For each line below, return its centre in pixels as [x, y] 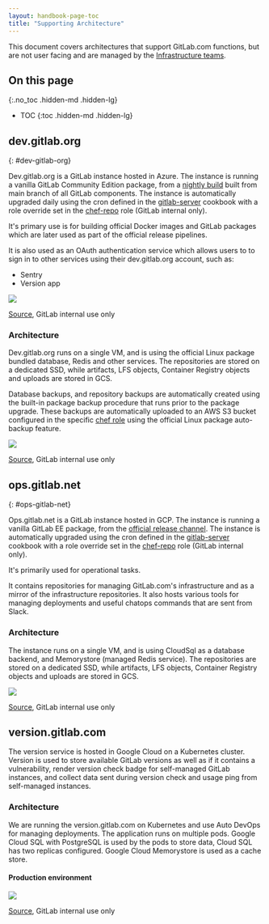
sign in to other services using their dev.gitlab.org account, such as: [121, 259]
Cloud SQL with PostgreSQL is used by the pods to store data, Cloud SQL [130, 841]
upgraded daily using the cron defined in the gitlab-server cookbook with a [133, 202]
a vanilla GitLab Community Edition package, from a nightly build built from [133, 185]
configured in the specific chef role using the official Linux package [121, 420]
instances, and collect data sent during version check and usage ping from [133, 778]
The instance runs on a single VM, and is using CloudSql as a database [126, 650]
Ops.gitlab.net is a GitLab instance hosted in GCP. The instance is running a [134, 520]
